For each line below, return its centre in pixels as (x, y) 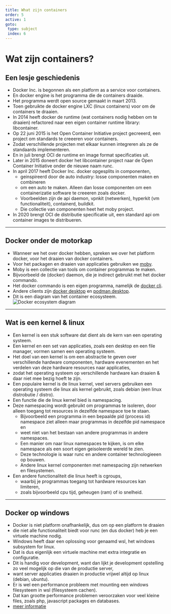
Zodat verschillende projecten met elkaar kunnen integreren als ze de (85, 144)
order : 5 (15, 15)
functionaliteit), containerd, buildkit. (58, 204)
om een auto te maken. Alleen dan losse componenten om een (86, 187)
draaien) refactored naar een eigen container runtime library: (76, 122)
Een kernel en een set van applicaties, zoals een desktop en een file (84, 346)
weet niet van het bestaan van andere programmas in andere (84, 432)
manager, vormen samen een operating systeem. (64, 351)
